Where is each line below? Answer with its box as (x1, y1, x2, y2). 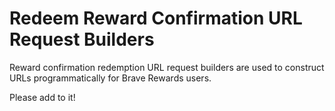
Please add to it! (9, 91, 76, 103)
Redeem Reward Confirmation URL (9, 7, 303, 30)
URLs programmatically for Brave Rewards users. (9, 72, 212, 84)
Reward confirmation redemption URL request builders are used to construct (9, 61, 325, 73)
